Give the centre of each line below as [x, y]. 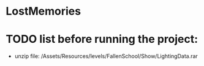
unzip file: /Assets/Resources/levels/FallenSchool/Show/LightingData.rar [106, 56]
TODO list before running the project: [102, 39]
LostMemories [43, 11]
